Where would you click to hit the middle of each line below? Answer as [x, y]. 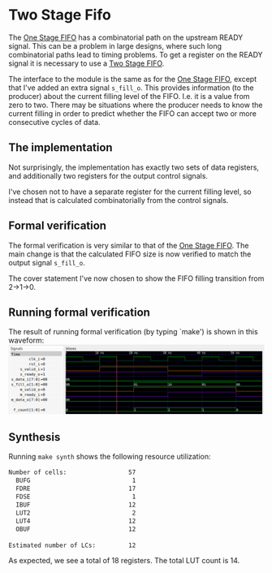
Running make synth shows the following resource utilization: [110, 457]
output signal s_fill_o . [47, 262]
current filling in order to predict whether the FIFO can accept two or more [133, 113]
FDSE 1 [76, 497]
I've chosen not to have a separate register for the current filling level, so [130, 192]
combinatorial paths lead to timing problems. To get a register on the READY [136, 54]
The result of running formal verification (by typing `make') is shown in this [133, 332]
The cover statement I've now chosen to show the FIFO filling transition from [136, 278]
